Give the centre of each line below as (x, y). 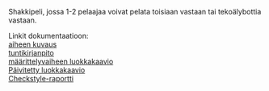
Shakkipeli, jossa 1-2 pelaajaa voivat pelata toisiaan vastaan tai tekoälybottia (135, 12)
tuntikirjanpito (31, 53)
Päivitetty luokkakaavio (47, 70)
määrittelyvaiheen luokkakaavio (61, 61)
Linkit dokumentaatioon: (48, 36)
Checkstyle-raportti (41, 79)
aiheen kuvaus (33, 44)
